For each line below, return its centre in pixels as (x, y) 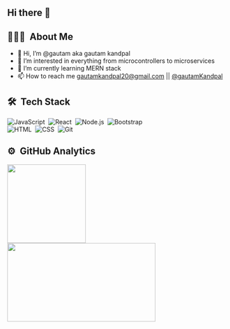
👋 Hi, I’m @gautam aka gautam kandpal (74, 54)
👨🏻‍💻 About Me (40, 37)
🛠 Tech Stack (39, 102)
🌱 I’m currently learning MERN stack (69, 68)
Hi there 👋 (29, 13)
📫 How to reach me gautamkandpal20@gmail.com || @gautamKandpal (120, 76)
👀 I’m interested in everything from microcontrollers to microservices (116, 61)
